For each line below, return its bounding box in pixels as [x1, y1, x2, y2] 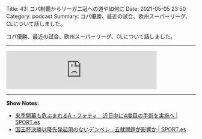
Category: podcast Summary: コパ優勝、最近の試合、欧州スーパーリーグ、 [6, 13, 191, 20]
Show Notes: [6, 99, 39, 107]
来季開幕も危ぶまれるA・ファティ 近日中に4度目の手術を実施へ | [14, 112, 179, 119]
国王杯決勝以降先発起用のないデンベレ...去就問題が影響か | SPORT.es [14, 126, 186, 133]
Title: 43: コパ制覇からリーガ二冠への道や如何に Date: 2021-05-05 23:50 [6, 5, 186, 12]
